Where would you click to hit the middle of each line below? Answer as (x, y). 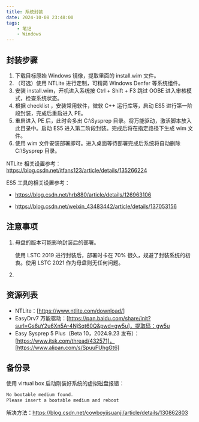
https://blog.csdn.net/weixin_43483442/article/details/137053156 (96, 206)
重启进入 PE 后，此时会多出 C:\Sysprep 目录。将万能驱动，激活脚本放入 (103, 120)
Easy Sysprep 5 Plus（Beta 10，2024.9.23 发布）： (77, 333)
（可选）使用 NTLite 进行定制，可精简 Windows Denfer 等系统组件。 (99, 83)
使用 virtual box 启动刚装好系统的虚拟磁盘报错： (65, 384)
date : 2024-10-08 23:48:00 (40, 17)
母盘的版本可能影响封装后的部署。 (57, 242)
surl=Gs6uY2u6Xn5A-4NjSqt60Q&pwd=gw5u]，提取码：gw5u (92, 326)
